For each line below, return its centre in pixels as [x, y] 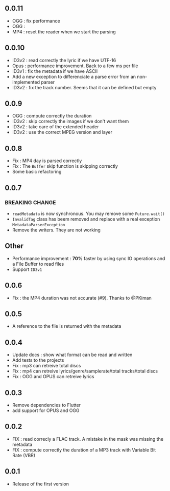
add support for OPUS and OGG [46, 410]
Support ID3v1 [27, 269]
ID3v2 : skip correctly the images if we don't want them [70, 121]
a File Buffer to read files [38, 264]
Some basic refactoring [37, 172]
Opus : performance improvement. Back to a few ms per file [75, 66]
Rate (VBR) [24, 455]
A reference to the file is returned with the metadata [67, 326]
